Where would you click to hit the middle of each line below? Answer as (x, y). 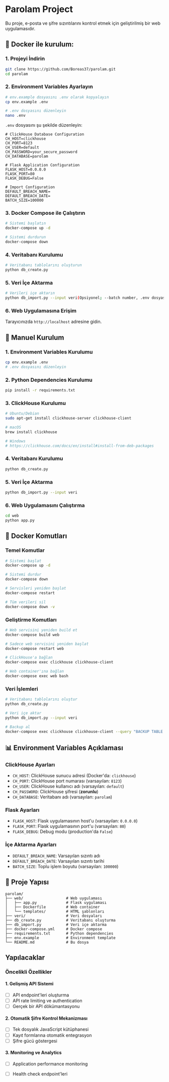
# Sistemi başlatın (26, 223)
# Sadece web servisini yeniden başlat (47, 644)
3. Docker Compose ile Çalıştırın (45, 213)
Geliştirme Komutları (31, 620)
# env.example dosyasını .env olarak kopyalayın (57, 97)
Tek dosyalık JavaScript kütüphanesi (51, 1029)
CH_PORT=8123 (19, 143)
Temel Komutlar (25, 550)
